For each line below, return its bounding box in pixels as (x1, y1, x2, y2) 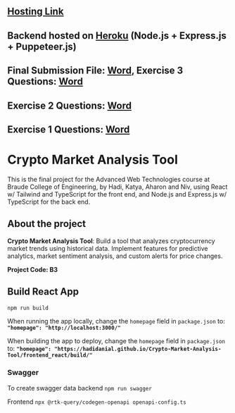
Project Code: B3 (7, 265, 58, 273)
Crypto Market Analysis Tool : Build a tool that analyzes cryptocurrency (7, 236, 216, 245)
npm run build (7, 304, 49, 312)
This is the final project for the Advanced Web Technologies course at (7, 175, 210, 183)
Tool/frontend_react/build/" (7, 352, 93, 359)
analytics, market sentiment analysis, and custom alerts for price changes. (7, 252, 223, 260)
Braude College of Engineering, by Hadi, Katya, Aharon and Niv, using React (7, 183, 228, 191)
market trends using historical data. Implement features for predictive (7, 244, 208, 252)
